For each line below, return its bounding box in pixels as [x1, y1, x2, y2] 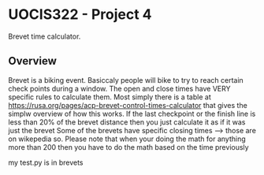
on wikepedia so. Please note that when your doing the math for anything [8, 134, 246, 143]
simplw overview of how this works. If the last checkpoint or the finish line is [8, 109, 256, 118]
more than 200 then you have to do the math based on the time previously [8, 142, 250, 151]
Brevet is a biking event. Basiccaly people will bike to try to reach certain [8, 75, 244, 84]
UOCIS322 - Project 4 [8, 6, 152, 24]
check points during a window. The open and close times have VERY [8, 84, 231, 93]
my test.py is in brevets [8, 158, 84, 167]
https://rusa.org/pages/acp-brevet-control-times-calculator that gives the [8, 100, 248, 110]
